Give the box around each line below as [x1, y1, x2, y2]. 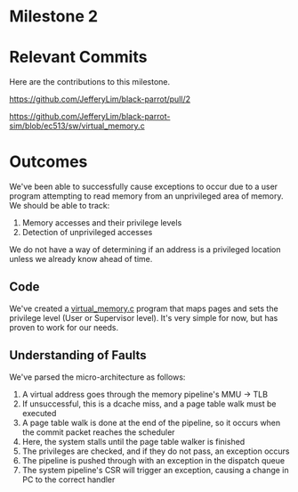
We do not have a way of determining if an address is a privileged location [9, 244, 281, 255]
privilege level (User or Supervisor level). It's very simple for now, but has [9, 312, 278, 323]
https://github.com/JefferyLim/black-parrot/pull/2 [9, 94, 191, 104]
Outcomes [9, 152, 88, 172]
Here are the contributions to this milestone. [9, 77, 171, 87]
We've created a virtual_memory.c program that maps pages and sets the [9, 303, 278, 314]
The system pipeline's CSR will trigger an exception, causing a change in [21, 464, 289, 475]
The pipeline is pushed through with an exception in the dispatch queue [21, 455, 286, 465]
